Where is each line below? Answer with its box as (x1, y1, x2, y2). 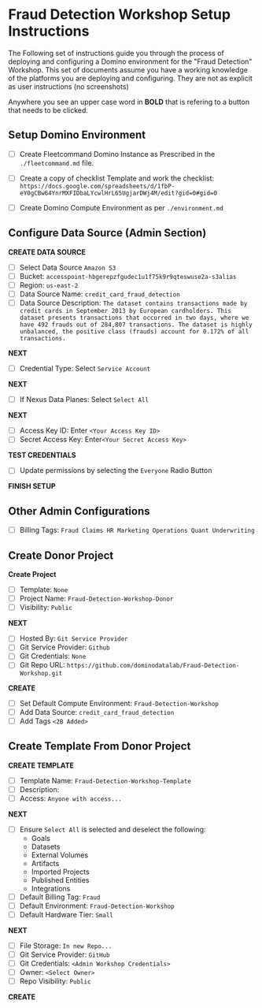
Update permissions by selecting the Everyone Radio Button (19, 466, 212, 475)
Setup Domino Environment (8, 128, 146, 142)
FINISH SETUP (8, 482, 57, 491)
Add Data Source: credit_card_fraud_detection (19, 707, 175, 716)
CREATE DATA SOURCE (8, 247, 87, 257)
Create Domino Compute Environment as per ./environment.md (19, 203, 224, 212)
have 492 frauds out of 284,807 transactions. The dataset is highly (19, 321, 253, 329)
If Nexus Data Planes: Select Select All (19, 395, 149, 404)
